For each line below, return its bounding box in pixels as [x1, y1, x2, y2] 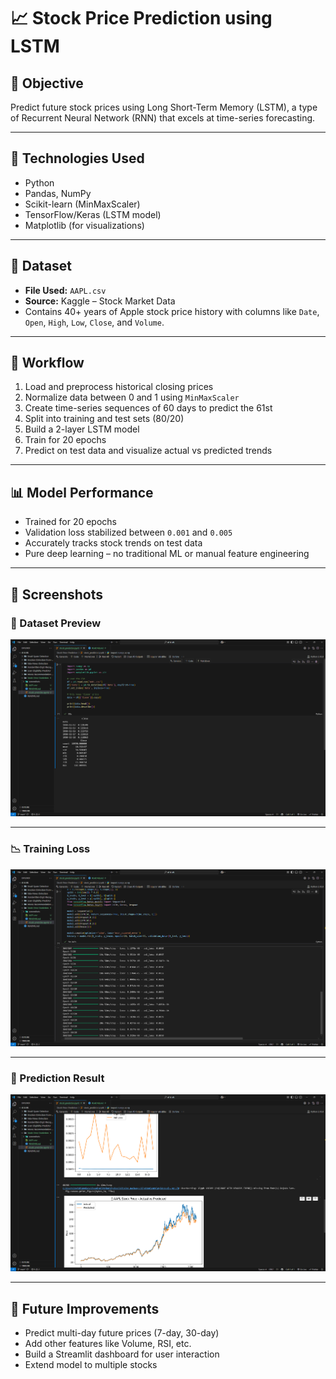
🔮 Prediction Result [10, 1071, 105, 1085]
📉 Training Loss [10, 842, 91, 856]
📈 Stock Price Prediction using [10, 7, 273, 30]
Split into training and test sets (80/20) [24, 413, 185, 425]
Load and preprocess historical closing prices [24, 381, 214, 393]
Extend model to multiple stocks [24, 1359, 158, 1371]
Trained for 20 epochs [24, 516, 117, 528]
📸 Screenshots [10, 586, 104, 603]
